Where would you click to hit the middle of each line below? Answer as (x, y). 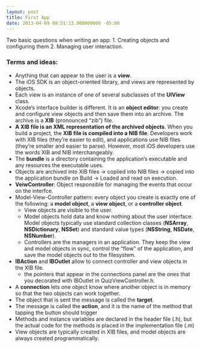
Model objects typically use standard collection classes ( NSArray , (106, 223)
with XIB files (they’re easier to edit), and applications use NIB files (98, 139)
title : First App (28, 17)
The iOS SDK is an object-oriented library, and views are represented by (105, 81)
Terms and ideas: (32, 62)
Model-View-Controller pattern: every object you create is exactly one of (105, 197)
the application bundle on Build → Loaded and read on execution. (96, 178)
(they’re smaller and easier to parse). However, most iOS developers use (105, 146)
